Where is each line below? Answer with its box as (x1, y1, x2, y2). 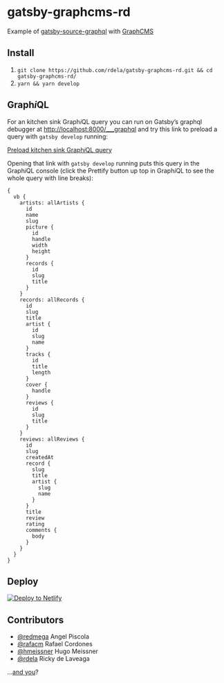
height (32, 247, 51, 255)
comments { (25, 526, 57, 533)
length (32, 369, 51, 376)
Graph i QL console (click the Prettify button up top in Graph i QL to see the (7, 166, 214, 175)
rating (25, 520, 45, 527)
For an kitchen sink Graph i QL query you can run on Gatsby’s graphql (7, 117, 203, 125)
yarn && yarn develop (17, 80, 80, 87)
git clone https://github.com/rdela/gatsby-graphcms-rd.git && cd (17, 66, 213, 73)
